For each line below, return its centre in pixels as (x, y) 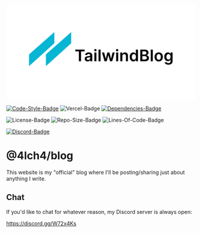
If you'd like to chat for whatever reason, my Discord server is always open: (99, 211)
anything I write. (26, 179)
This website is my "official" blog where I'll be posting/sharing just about (96, 172)
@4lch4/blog (40, 156)
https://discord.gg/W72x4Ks (41, 223)
